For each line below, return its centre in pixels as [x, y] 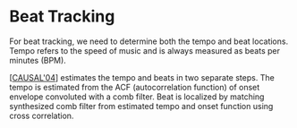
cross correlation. [42, 115]
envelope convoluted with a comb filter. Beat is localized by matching [137, 97]
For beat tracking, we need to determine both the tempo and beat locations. [149, 41]
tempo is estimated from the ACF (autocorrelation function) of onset [135, 87]
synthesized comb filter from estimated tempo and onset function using [141, 106]
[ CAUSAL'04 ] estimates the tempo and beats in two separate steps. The [142, 77]
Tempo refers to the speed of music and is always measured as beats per [144, 50]
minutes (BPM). [38, 60]
